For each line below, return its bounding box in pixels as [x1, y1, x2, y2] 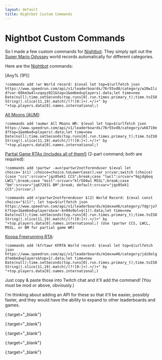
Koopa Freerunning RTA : [5, 234, 54, 240]
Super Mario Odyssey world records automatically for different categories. [5, 54, 154, 60]
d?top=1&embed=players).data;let [5, 130, 73, 135]
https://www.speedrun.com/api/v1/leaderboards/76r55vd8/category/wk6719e [5, 126, 158, 130]
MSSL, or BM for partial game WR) [5, 225, 75, 230]
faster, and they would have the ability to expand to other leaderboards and [5, 297, 156, 303]
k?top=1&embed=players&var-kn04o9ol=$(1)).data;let [5, 208, 112, 213]
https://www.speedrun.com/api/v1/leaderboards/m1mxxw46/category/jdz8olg [5, 252, 158, 257]
